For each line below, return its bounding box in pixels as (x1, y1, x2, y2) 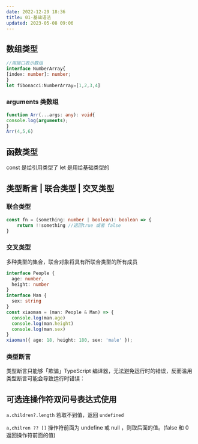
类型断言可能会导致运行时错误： (6, 375, 85, 382)
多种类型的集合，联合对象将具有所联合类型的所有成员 (6, 258, 138, 265)
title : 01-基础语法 (6, 14, 52, 20)
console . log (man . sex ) (11, 326, 66, 332)
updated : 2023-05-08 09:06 (6, 20, 74, 26)
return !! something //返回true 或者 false (17, 222, 121, 229)
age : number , (11, 276, 44, 282)
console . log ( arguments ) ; (6, 117, 68, 123)
